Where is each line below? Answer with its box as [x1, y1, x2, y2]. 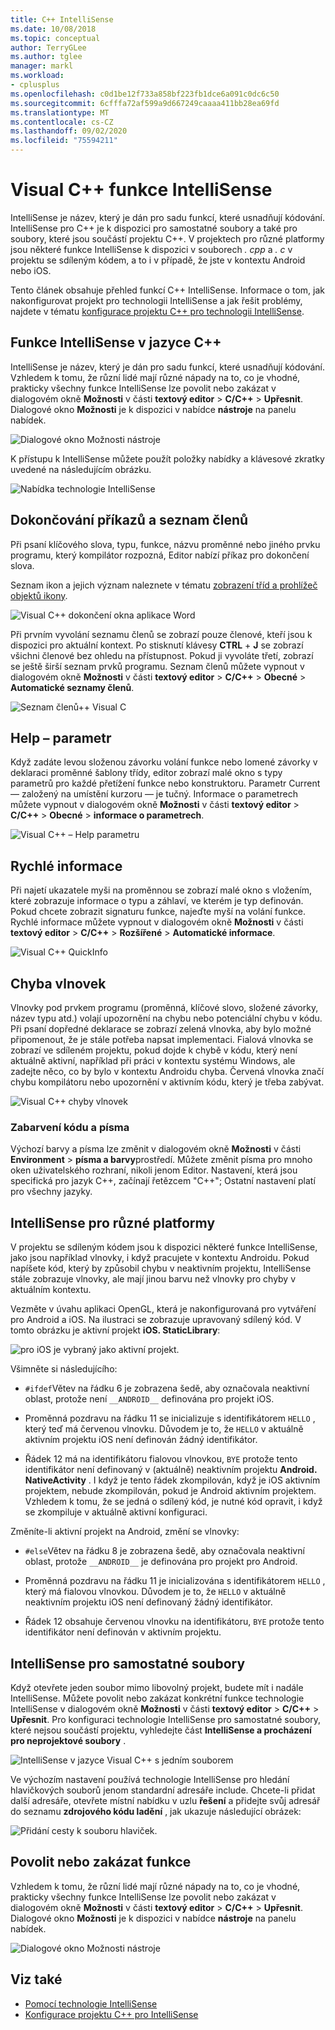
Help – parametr [10, 729, 112, 746]
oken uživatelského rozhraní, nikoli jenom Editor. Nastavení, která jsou [10, 1164, 298, 1176]
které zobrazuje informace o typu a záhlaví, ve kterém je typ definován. [10, 895, 304, 907]
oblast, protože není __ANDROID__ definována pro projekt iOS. [24, 1393, 275, 1405]
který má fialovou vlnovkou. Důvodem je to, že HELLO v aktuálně [24, 1586, 287, 1598]
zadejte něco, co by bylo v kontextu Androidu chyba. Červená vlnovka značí [10, 1066, 325, 1077]
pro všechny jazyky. [10, 1186, 93, 1198]
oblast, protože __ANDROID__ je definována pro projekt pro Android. [24, 1556, 298, 1568]
